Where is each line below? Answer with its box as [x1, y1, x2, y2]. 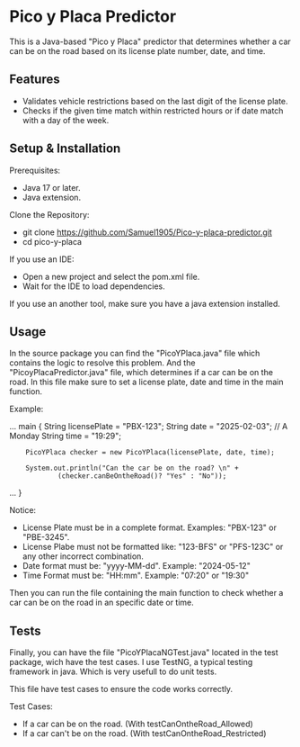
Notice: [9, 505, 37, 516]
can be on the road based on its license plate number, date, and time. [9, 45, 266, 56]
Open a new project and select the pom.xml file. [22, 271, 200, 282]
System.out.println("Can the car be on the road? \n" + [25, 463, 240, 473]
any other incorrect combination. [22, 551, 144, 562]
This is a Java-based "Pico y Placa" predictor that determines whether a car [9, 36, 292, 47]
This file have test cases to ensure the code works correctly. [9, 684, 234, 695]
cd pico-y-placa [22, 236, 83, 247]
